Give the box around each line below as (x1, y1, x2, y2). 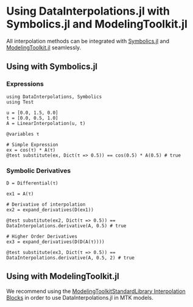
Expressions (6, 80, 44, 88)
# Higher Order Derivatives (6, 233, 78, 239)
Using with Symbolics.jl (6, 62, 98, 72)
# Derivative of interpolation (6, 201, 86, 208)
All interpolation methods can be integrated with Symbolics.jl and (6, 37, 169, 44)
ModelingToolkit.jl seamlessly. (6, 44, 82, 51)
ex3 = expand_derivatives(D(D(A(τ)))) (6, 239, 105, 245)
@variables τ (6, 131, 40, 137)
